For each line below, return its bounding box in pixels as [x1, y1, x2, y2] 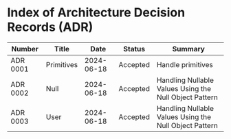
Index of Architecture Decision [7, 5, 186, 21]
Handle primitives [156, 60, 213, 69]
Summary [172, 44, 205, 53]
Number [11, 44, 39, 53]
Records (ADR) [7, 19, 93, 35]
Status [123, 44, 146, 53]
